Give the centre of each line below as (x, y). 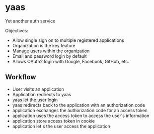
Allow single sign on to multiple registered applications (68, 40)
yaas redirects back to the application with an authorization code (79, 105)
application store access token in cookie (54, 121)
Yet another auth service (30, 21)
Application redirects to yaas (41, 94)
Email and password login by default (49, 56)
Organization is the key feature (44, 45)
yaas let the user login (35, 100)
